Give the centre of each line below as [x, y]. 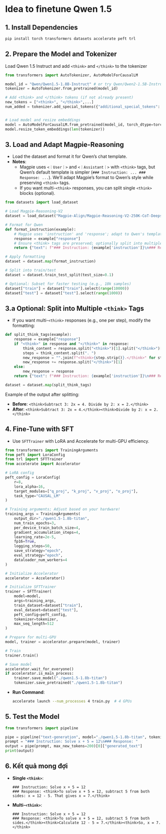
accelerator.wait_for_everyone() [40, 669]
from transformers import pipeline [42, 728]
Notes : [19, 162]
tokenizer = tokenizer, [36, 619]
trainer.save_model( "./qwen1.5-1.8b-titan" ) [61, 678]
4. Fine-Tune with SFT [40, 429]
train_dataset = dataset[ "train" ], [48, 605]
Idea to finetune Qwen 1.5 [59, 9]
